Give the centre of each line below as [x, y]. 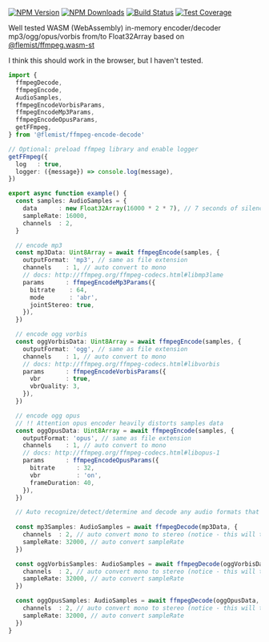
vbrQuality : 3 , [55, 386]
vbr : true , [60, 379]
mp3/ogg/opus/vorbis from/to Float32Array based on [96, 36]
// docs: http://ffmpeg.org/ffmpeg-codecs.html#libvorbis [121, 364]
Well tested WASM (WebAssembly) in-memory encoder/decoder [115, 28]
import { [23, 75]
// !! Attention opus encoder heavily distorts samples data [120, 423]
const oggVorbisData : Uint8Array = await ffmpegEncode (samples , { [128, 341]
